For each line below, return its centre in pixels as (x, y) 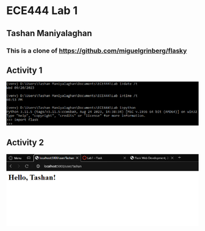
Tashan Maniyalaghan (49, 33)
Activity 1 (24, 70)
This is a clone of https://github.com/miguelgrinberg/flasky (97, 51)
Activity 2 (25, 143)
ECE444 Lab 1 (42, 11)
